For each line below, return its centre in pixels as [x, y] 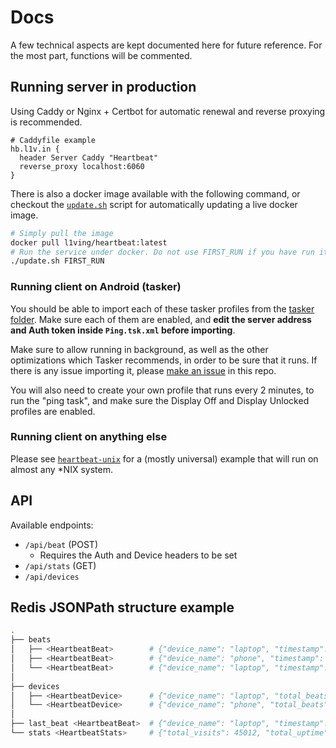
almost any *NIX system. [61, 469]
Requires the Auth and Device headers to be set [138, 555]
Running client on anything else [89, 437]
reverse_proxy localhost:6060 [82, 166]
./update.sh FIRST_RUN [57, 261]
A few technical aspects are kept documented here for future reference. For [166, 45]
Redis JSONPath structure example [122, 607]
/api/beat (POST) [61, 544]
